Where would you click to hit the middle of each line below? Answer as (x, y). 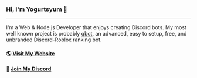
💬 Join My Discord (29, 69)
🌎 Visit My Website (30, 53)
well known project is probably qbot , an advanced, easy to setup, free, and (96, 34)
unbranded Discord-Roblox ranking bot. (54, 40)
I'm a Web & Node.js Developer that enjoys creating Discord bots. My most (96, 27)
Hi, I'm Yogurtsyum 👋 (37, 9)
